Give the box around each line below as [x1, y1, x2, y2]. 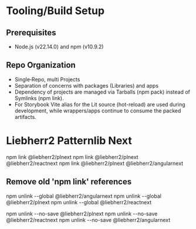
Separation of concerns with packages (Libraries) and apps [14, 82, 159, 89]
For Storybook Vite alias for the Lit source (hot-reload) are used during [14, 101, 186, 108]
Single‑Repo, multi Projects [14, 75, 80, 83]
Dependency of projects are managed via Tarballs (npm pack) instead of [14, 88, 191, 95]
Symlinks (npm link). [14, 94, 65, 101]
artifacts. [14, 113, 36, 120]
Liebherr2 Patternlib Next [6, 134, 132, 147]
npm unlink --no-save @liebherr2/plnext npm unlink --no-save [6, 210, 158, 217]
